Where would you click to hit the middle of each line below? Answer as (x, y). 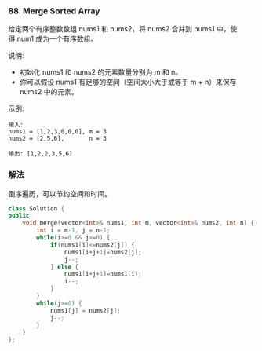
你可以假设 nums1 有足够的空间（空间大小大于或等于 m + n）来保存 (128, 82)
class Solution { (36, 208)
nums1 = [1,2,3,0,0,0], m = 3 (58, 132)
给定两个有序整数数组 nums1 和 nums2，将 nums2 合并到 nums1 (111, 29)
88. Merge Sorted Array (54, 11)
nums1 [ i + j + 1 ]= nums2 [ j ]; (103, 252)
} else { (64, 267)
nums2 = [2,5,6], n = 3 (58, 139)
